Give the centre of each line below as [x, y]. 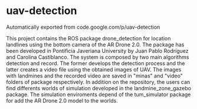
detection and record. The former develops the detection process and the [96, 63]
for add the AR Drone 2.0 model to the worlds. [62, 100]
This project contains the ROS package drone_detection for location [88, 38]
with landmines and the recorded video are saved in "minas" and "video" [94, 76]
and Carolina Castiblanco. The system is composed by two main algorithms [98, 57]
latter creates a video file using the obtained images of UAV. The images [94, 69]
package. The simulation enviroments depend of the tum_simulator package [98, 94]
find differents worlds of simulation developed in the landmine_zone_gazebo [99, 88]
